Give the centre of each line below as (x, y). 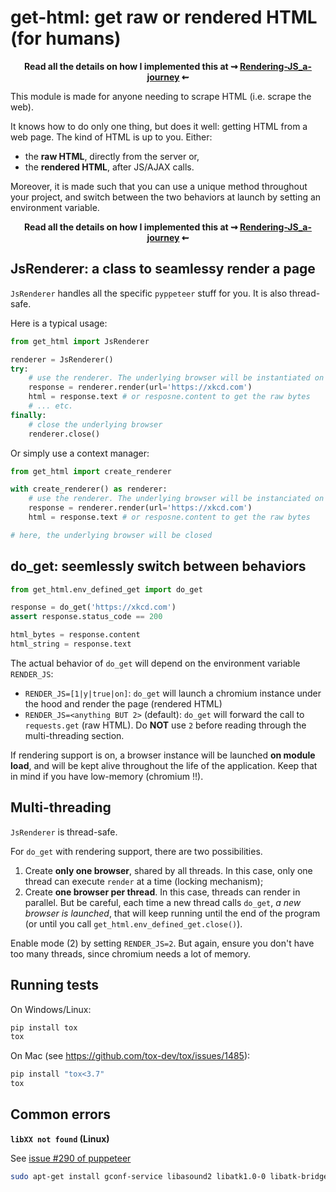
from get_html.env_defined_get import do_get (106, 589)
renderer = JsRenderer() (62, 359)
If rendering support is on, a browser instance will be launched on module (163, 755)
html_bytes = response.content (75, 635)
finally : (28, 415)
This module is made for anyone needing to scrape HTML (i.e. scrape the (161, 96)
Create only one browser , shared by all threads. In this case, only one (168, 870)
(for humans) (66, 38)
